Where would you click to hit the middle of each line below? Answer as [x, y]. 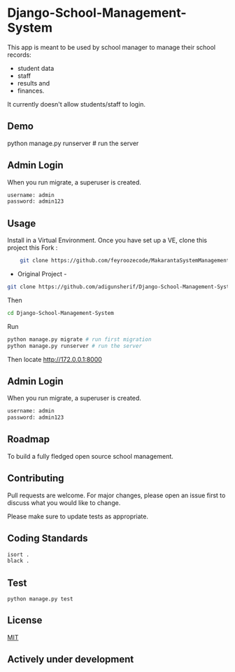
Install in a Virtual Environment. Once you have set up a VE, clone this [107, 241]
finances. [31, 90]
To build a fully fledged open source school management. [90, 456]
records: [19, 55]
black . [19, 561]
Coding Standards [48, 538]
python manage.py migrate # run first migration [79, 339]
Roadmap [29, 439]
